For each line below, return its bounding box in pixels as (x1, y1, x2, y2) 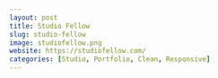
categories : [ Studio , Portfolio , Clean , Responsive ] (9, 55, 211, 64)
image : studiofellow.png (9, 38, 102, 48)
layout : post (9, 13, 58, 22)
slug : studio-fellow (9, 30, 87, 39)
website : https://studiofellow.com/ (9, 47, 146, 56)
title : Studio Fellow (9, 22, 91, 30)
